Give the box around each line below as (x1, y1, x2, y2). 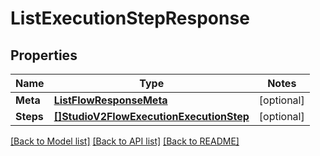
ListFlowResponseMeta (53, 93, 168, 107)
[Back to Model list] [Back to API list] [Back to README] (10, 135, 240, 147)
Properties (10, 47, 78, 64)
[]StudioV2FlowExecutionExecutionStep (53, 110, 250, 123)
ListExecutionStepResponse (10, 7, 250, 30)
